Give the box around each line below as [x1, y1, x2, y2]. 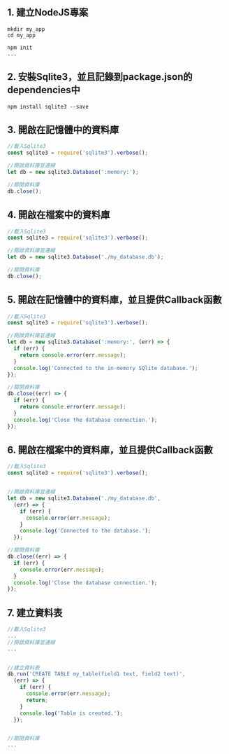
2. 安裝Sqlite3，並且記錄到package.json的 [7, 71, 193, 83]
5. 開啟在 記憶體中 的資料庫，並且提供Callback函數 [7, 294, 222, 306]
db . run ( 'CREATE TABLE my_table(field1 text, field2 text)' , [7, 671, 186, 678]
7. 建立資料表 [7, 607, 63, 619]
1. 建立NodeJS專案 [7, 6, 89, 19]
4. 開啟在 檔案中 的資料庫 [7, 209, 110, 221]
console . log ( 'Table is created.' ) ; [20, 710, 124, 717]
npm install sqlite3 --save [7, 103, 89, 110]
